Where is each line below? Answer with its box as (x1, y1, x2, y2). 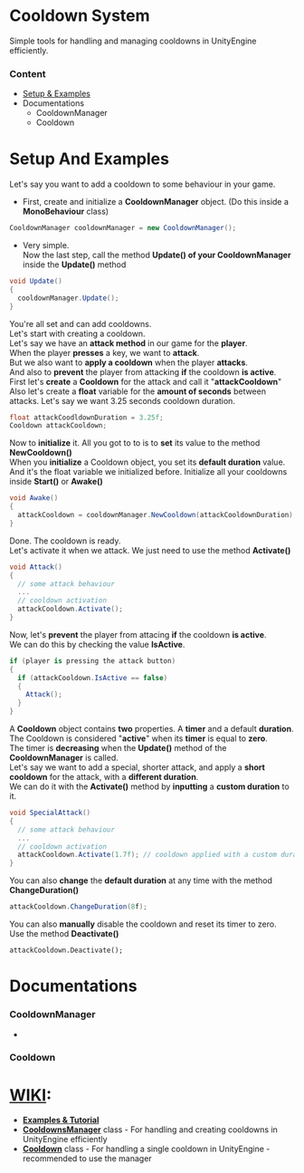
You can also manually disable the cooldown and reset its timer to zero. (9, 918, 278, 929)
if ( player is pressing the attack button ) (9, 656, 176, 666)
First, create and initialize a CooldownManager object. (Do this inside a (22, 197, 290, 207)
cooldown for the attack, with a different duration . (9, 772, 199, 783)
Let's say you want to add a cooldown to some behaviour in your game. (9, 178, 276, 190)
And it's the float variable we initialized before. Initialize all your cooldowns (9, 466, 288, 477)
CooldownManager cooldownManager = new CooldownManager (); (9, 224, 237, 233)
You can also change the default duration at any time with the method (9, 875, 273, 886)
